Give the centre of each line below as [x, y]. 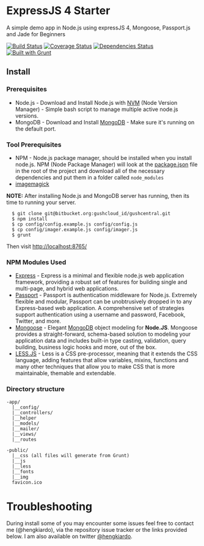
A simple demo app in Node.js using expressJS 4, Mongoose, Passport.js [98, 28]
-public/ [17, 450]
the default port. [35, 129]
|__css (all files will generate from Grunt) [71, 455]
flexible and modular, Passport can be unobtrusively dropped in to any [104, 301]
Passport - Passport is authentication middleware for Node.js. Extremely [106, 295]
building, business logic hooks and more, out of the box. [86, 347]
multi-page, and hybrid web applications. [67, 289]
